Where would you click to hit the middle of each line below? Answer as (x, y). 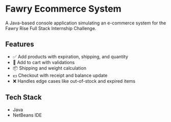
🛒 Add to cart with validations (44, 62)
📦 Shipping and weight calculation (50, 68)
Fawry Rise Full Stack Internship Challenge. (51, 28)
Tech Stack (23, 97)
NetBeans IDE (27, 115)
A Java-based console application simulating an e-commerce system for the (86, 23)
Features (20, 44)
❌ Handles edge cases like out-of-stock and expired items (74, 81)
